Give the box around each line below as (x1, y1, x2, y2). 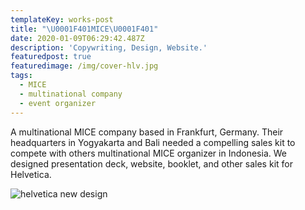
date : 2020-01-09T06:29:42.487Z (10, 33, 145, 43)
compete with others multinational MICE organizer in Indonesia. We (10, 147, 287, 159)
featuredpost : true (10, 52, 92, 62)
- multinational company (19, 89, 123, 99)
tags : (10, 71, 33, 81)
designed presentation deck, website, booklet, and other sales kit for (10, 157, 293, 170)
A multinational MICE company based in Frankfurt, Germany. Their (10, 126, 284, 138)
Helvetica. (10, 168, 52, 180)
